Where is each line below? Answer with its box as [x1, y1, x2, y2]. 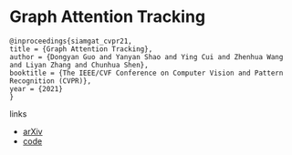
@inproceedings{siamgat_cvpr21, [9, 36, 132, 46]
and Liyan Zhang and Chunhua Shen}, [9, 60, 149, 69]
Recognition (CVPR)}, [9, 76, 92, 86]
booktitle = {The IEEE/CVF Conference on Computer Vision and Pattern [9, 68, 284, 77]
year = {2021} [9, 84, 64, 93]
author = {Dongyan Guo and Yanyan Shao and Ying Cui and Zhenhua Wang [9, 52, 284, 61]
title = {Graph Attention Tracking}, [9, 44, 153, 54]
